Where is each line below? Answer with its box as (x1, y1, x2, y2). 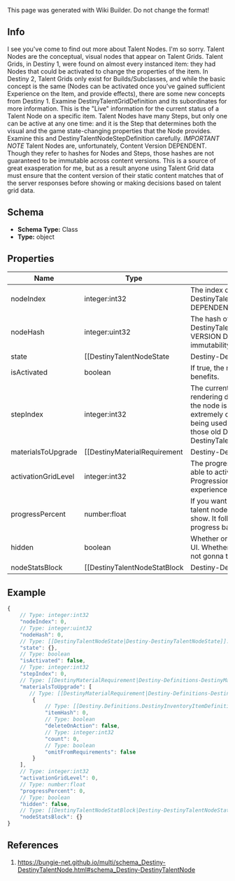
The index (190, 285, 224, 295)
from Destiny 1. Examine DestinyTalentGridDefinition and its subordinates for (7, 97, 227, 105)
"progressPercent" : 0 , (20, 787, 86, 794)
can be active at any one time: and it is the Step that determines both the (7, 119, 217, 127)
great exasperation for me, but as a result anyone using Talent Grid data (7, 164, 215, 172)
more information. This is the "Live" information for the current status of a (7, 104, 219, 113)
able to (190, 467, 213, 477)
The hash (190, 314, 222, 324)
